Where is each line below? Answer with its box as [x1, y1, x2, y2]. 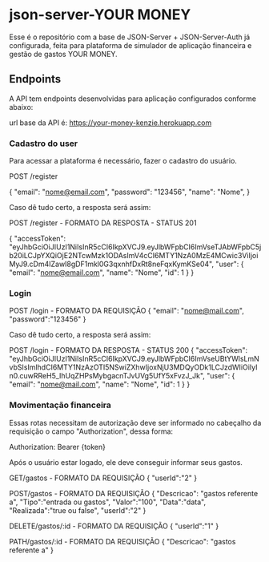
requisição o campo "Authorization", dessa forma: [9, 427, 174, 436]
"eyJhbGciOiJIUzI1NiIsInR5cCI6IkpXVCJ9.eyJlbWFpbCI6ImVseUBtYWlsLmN [9, 354, 259, 364]
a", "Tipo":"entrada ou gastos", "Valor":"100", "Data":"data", [9, 497, 207, 507]
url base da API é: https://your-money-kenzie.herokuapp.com [9, 118, 212, 127]
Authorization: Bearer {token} [9, 442, 106, 451]
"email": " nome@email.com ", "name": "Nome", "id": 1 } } [9, 268, 195, 277]
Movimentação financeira [9, 399, 111, 410]
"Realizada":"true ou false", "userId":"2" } [9, 505, 147, 515]
